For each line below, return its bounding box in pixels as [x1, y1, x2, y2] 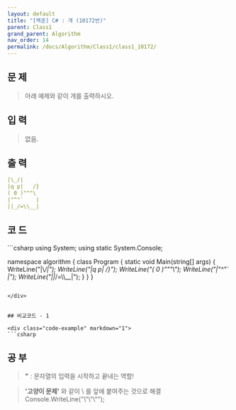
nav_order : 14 [7, 37, 50, 44]
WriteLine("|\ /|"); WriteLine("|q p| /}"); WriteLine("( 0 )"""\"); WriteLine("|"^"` [7, 265, 229, 273]
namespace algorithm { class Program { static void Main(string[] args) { [7, 257, 216, 266]
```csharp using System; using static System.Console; [7, 243, 163, 252]
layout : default [7, 10, 55, 18]
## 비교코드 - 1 [7, 312, 50, 319]
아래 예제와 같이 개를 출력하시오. [24, 92, 114, 100]
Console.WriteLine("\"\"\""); [24, 395, 105, 404]
